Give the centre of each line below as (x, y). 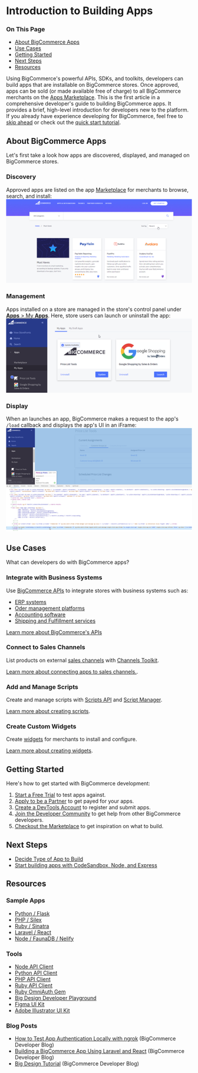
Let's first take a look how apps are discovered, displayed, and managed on (98, 155)
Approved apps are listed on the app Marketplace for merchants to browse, (97, 189)
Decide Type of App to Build (49, 859)
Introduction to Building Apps (80, 11)
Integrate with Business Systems (54, 577)
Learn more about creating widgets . (49, 751)
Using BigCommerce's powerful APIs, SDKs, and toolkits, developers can (95, 78)
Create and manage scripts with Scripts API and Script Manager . (84, 700)
